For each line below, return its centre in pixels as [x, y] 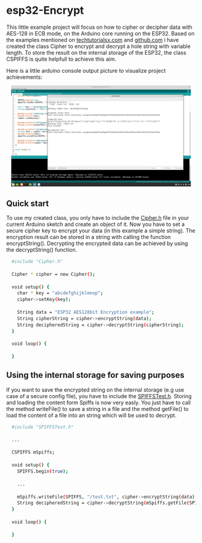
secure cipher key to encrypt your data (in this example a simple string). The [101, 231]
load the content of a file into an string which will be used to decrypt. [91, 415]
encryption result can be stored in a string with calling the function [89, 237]
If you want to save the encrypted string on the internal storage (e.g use [95, 390]
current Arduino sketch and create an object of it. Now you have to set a [96, 224]
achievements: [24, 77]
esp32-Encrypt [45, 11]
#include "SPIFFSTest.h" [43, 427]
